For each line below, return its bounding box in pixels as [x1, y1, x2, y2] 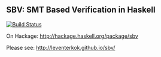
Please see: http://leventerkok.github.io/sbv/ [6, 44, 116, 51]
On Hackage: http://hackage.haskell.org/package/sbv [6, 32, 139, 40]
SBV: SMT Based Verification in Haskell [6, 5, 156, 15]
